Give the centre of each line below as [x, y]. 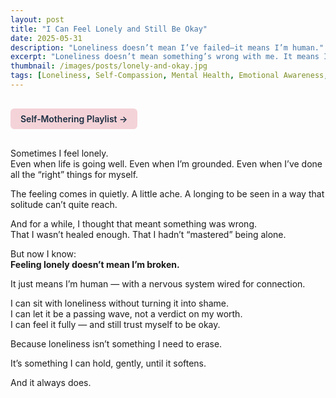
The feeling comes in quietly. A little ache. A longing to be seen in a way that [167, 193]
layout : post [37, 19]
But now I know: [43, 253]
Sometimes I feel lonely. [59, 153]
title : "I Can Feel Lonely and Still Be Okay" [109, 29]
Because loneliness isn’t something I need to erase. [116, 343]
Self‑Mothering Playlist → [74, 118]
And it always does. [51, 382]
